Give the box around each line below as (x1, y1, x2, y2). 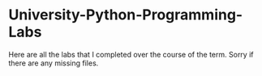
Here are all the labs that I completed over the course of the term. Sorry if (8, 49, 254, 59)
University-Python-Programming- (8, 6, 243, 24)
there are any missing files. (8, 58, 99, 68)
